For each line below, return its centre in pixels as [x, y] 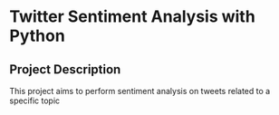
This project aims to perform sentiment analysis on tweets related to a [140, 91]
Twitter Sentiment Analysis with [132, 17]
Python [37, 36]
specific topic [35, 101]
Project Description [65, 69]
